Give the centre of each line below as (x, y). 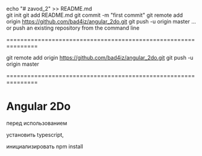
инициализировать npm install (45, 146)
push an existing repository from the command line (76, 28)
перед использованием (37, 123)
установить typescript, (35, 134)
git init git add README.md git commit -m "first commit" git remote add (95, 15)
